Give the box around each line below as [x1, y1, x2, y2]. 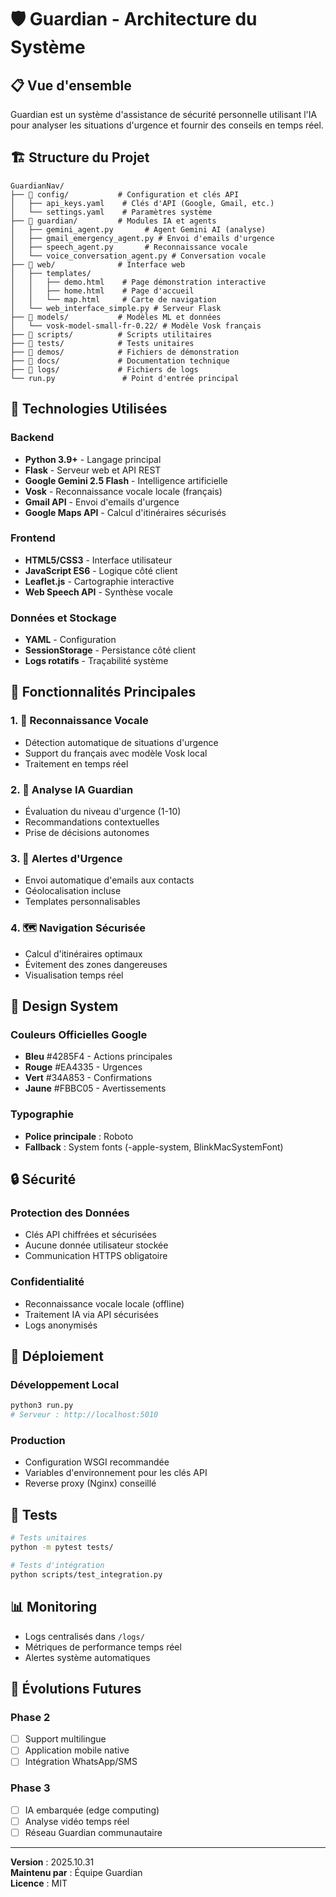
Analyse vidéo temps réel [24, 1815, 130, 1827]
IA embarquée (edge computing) [24, 1804, 160, 1816]
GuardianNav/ [10, 181, 65, 191]
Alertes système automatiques [24, 1651, 151, 1663]
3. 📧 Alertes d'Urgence [10, 852, 123, 865]
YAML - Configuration [24, 634, 117, 646]
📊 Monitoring [10, 1599, 98, 1616]
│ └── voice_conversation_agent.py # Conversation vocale [10, 251, 267, 261]
